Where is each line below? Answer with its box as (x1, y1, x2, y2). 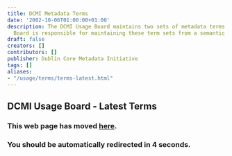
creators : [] (7, 42, 45, 49)
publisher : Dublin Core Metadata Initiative (7, 55, 138, 62)
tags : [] (7, 62, 33, 69)
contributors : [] (7, 49, 58, 56)
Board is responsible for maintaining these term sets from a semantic (13, 29, 226, 37)
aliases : (7, 68, 33, 75)
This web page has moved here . (7, 121, 117, 130)
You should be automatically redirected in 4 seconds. (7, 139, 191, 149)
